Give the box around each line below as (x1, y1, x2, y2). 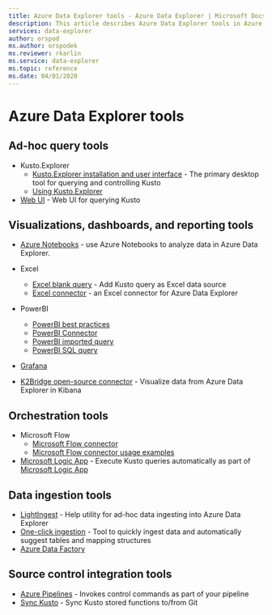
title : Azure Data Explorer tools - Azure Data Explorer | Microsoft (8, 11, 249, 20)
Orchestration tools (8, 409, 109, 422)
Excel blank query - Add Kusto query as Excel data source (32, 280, 227, 290)
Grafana (19, 361, 48, 371)
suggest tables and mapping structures (19, 536, 151, 545)
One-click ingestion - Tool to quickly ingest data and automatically (19, 527, 242, 537)
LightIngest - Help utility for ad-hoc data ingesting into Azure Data (19, 510, 241, 520)
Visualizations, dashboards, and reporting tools (8, 218, 254, 232)
